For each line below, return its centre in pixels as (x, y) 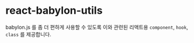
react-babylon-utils (54, 11)
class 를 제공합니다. (28, 34)
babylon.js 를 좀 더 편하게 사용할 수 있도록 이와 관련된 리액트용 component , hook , (97, 27)
